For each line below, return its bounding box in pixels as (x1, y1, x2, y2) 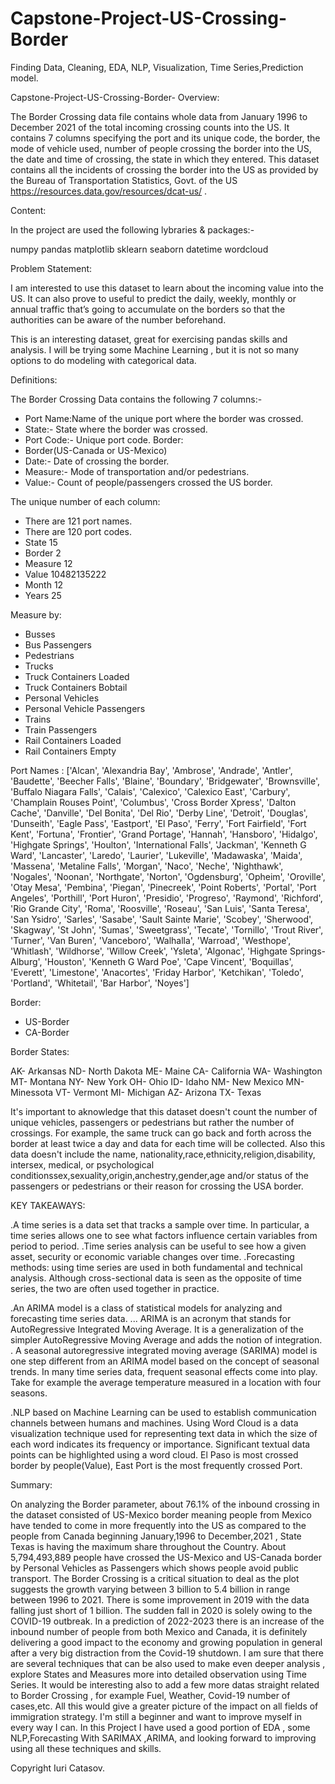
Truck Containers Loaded (24, 670, 130, 682)
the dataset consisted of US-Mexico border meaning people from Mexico (10, 1508, 312, 1521)
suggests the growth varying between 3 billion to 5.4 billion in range (10, 1583, 291, 1595)
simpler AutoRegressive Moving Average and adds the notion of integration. (10, 1333, 323, 1346)
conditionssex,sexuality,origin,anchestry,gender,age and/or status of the (10, 1169, 309, 1181)
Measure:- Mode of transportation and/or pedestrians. (24, 465, 250, 477)
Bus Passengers (24, 638, 92, 651)
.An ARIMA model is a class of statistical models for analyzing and (10, 1302, 283, 1314)
